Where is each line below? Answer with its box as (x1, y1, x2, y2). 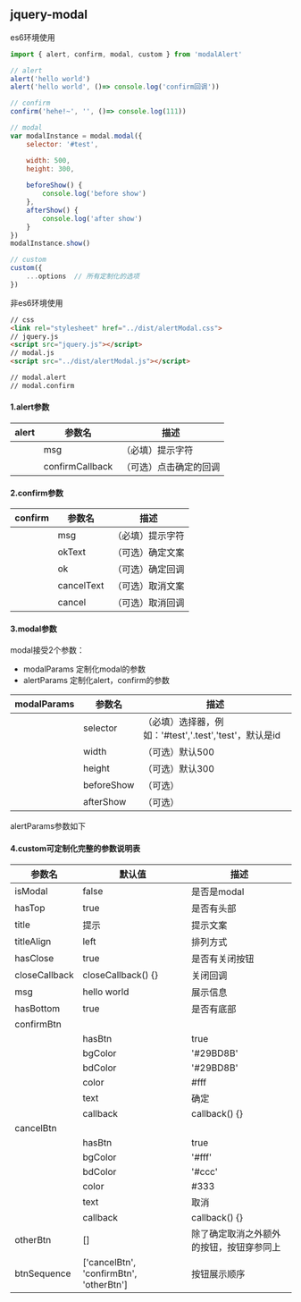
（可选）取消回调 (112, 596, 185, 609)
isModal (14, 884, 48, 897)
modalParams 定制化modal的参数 (22, 664, 146, 674)
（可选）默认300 (143, 763, 215, 775)
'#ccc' (191, 1165, 218, 1178)
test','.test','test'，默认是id (169, 729, 280, 741)
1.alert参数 (10, 402, 50, 412)
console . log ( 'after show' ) (42, 214, 143, 223)
